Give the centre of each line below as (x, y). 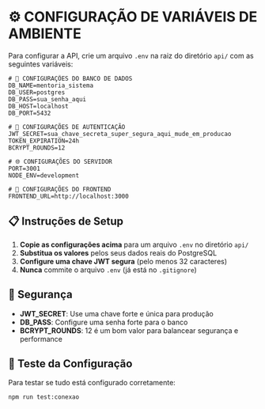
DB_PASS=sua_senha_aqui (47, 99)
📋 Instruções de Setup (66, 222)
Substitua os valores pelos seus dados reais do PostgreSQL (118, 252)
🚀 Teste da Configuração (70, 364)
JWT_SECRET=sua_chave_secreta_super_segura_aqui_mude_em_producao (120, 134)
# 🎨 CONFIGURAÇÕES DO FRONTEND (60, 189)
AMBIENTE (45, 34)
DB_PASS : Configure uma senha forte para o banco (104, 322)
